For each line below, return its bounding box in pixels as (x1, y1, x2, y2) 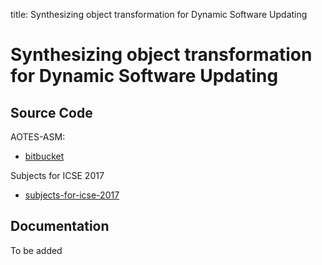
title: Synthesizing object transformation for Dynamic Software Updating (10, 9, 308, 20)
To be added (10, 244, 63, 256)
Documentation (10, 218, 110, 235)
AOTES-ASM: (10, 131, 66, 143)
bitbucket (24, 150, 65, 162)
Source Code (10, 104, 93, 121)
